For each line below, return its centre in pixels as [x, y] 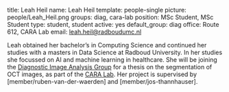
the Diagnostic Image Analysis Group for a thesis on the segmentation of [110, 67]
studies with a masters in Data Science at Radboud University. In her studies [115, 52]
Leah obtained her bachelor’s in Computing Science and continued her [107, 45]
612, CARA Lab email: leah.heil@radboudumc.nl [74, 32]
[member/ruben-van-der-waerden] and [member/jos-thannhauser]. [103, 81]
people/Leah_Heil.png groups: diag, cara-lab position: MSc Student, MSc [110, 17]
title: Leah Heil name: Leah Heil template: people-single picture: [97, 10]
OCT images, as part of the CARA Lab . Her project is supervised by [102, 74]
